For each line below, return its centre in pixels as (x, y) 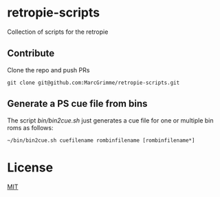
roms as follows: (30, 127)
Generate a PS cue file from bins (77, 104)
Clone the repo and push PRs (48, 70)
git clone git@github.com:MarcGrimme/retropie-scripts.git (93, 83)
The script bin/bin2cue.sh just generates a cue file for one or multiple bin (110, 120)
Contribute (31, 53)
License (30, 167)
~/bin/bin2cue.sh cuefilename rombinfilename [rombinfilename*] (101, 140)
